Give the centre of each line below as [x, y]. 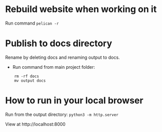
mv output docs [30, 81]
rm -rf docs [27, 76]
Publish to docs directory [59, 43]
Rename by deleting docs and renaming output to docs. [63, 57]
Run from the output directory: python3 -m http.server [62, 114]
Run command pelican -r [32, 23]
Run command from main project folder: [54, 67]
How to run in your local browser [74, 101]
